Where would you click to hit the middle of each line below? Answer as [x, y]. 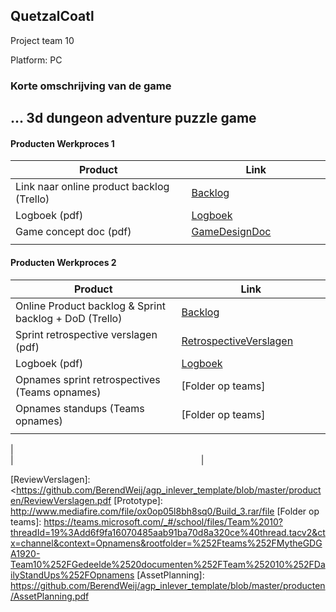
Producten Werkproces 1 [62, 143]
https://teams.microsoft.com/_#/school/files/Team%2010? [163, 521]
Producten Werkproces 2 [63, 262]
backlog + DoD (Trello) [69, 318]
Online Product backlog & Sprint [90, 306]
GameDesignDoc [231, 232]
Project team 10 [42, 40]
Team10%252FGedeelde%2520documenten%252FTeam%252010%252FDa [168, 564]
